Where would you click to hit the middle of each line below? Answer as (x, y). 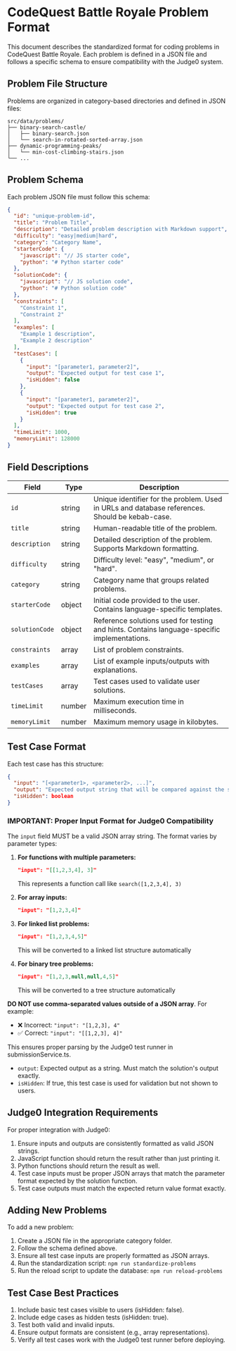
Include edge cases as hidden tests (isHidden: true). (93, 1317)
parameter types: (32, 844)
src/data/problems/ (36, 121)
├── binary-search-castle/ (47, 127)
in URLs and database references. (150, 508)
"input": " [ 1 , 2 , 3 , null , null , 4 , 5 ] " (68, 976)
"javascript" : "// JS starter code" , (75, 255)
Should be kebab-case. (133, 516)
